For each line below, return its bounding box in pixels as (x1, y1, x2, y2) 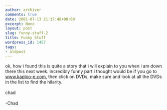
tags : (5, 44, 17, 49)
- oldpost (5, 49, 26, 54)
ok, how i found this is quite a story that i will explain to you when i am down (5, 63, 162, 69)
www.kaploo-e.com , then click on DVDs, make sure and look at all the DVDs (5, 73, 162, 79)
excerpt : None (5, 21, 35, 26)
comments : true (5, 12, 37, 17)
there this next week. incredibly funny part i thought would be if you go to (5, 68, 157, 74)
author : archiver (5, 7, 42, 12)
